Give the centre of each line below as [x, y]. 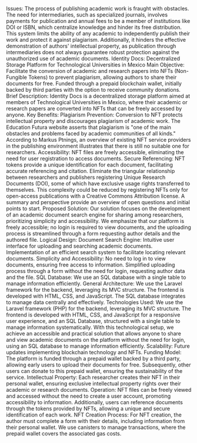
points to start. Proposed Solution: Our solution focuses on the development [98, 209]
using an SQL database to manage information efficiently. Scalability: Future [98, 346]
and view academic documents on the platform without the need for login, [96, 340]
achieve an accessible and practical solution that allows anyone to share [94, 334]
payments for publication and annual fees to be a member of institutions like [98, 21]
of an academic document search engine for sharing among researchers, [95, 215]
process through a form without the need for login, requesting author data [96, 271]
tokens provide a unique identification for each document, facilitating [90, 165]
